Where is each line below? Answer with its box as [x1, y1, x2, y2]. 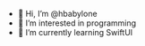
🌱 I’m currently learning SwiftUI [17, 27, 133, 37]
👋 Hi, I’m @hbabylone [17, 9, 98, 19]
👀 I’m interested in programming [17, 18, 137, 28]
